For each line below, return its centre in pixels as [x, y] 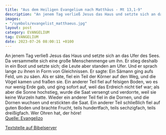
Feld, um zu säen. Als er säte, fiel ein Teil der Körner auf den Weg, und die [81, 76]
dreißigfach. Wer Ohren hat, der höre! [43, 113]
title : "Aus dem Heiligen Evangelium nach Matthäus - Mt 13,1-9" [74, 10]
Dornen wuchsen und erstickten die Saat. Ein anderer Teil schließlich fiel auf [83, 102]
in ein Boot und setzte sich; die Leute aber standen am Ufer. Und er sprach [81, 66]
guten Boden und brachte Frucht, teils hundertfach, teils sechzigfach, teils [81, 108]
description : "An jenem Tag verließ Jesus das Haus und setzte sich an [80, 14]
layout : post [19, 28]
